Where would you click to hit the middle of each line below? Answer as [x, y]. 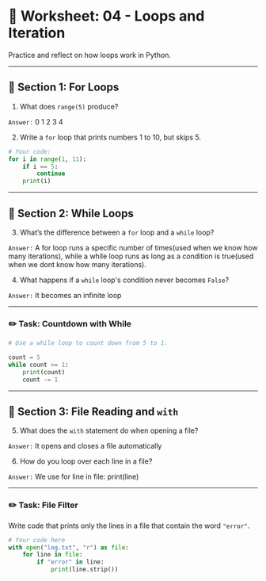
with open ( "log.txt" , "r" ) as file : [68, 547]
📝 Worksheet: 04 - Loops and [106, 16]
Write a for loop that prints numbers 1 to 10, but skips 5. [110, 137]
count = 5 [25, 357]
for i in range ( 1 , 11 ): [47, 159]
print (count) [44, 372]
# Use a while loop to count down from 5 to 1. [88, 343]
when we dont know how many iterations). [77, 264]
